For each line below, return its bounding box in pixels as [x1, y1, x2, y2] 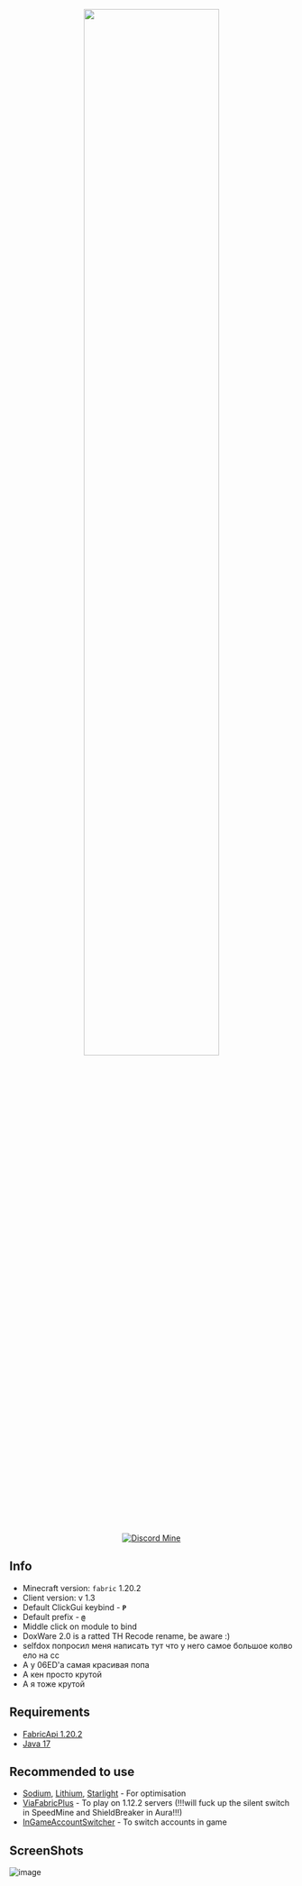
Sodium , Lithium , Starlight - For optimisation [22, 1788, 187, 1799]
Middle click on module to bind [22, 1621, 138, 1632]
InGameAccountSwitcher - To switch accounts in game [22, 1817, 227, 1827]
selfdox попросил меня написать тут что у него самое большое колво [22, 1640, 293, 1651]
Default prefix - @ [22, 1611, 86, 1622]
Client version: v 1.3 [22, 1592, 96, 1603]
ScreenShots [9, 1843, 84, 1858]
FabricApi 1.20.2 [22, 1728, 83, 1739]
